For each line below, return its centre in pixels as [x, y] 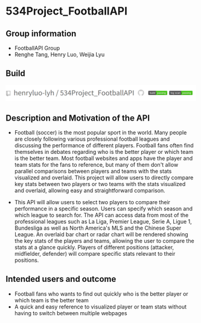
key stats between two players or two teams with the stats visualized [100, 184]
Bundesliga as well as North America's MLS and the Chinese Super [98, 228]
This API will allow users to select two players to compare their [92, 202]
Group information [41, 34]
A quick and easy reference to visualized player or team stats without [101, 307]
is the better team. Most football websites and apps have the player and [104, 158]
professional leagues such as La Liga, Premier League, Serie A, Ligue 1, [103, 221]
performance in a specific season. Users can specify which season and [104, 208]
